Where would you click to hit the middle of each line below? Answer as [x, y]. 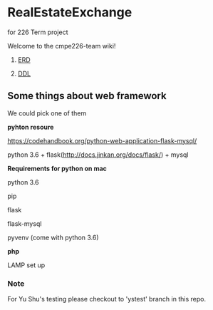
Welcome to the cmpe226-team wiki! [62, 46]
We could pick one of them [47, 113]
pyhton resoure [31, 127]
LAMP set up [26, 265]
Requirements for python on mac [57, 168]
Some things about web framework [87, 96]
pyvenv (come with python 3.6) [53, 237]
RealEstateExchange [70, 12]
